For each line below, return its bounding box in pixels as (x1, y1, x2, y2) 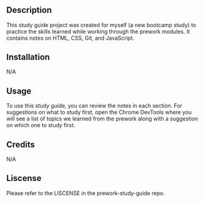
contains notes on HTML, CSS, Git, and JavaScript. (6, 34, 134, 42)
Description (6, 5, 52, 15)
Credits (6, 139, 35, 150)
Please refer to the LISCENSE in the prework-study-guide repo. (6, 189, 165, 197)
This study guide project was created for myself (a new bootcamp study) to (6, 21, 197, 29)
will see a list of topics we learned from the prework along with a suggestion (6, 115, 199, 122)
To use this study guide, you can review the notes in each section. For (6, 102, 183, 109)
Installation (6, 52, 50, 62)
